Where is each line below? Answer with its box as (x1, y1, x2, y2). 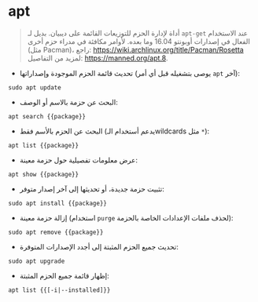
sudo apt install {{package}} (8, 199, 108, 207)
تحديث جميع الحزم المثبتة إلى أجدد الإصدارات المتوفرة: (19, 242, 179, 251)
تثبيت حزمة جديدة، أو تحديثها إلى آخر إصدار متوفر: (19, 184, 165, 194)
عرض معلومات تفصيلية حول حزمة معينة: (19, 155, 138, 165)
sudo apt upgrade (8, 257, 65, 265)
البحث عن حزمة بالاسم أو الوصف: (19, 97, 118, 107)
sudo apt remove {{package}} (8, 228, 104, 236)
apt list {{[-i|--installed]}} (8, 286, 111, 294)
